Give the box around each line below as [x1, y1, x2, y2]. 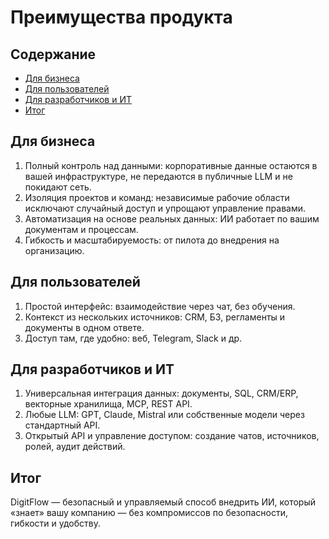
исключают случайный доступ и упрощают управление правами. [24, 202, 307, 214]
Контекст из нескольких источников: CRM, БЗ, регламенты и [24, 311, 286, 323]
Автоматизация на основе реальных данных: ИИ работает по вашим [24, 212, 320, 225]
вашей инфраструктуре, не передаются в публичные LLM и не [24, 170, 293, 182]
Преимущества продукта [10, 6, 233, 29]
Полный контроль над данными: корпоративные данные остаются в [24, 159, 318, 171]
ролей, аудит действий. [24, 441, 126, 453]
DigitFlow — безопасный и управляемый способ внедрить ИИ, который [10, 496, 316, 508]
